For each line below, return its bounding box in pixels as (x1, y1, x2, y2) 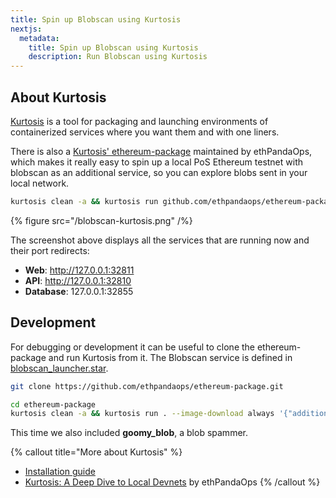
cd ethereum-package (10, 399, 97, 410)
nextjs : (10, 24, 43, 34)
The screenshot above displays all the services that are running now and (10, 234, 310, 246)
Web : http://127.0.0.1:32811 (24, 264, 135, 276)
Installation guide (24, 466, 96, 478)
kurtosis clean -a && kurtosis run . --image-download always (10, 409, 275, 419)
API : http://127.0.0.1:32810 (24, 274, 132, 286)
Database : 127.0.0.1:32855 (24, 285, 134, 297)
